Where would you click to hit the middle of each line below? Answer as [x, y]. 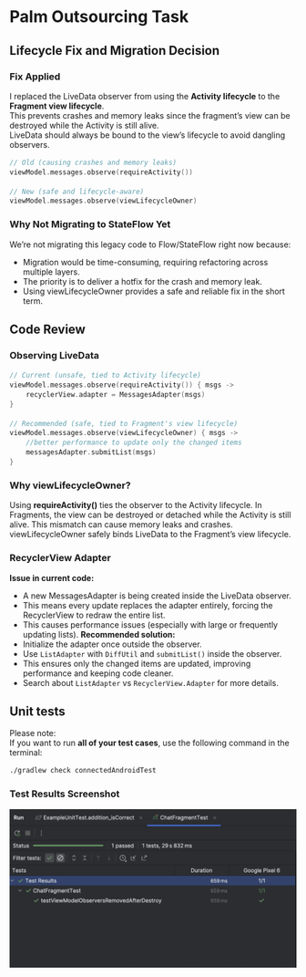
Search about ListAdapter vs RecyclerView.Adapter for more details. [151, 682]
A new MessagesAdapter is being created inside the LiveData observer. [157, 596]
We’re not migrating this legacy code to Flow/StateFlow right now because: [150, 244]
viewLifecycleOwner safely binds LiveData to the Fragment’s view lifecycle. [150, 535]
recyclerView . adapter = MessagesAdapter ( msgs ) [116, 394]
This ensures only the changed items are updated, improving [137, 663]
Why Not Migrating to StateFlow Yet [90, 224]
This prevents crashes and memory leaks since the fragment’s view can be [150, 115]
